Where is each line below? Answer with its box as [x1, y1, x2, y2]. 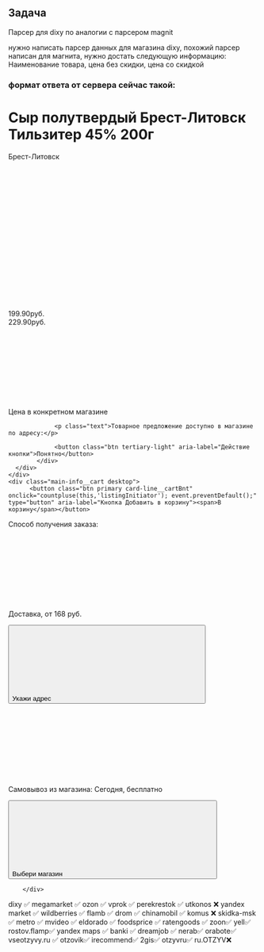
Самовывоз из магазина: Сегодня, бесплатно [8, 784, 163, 793]
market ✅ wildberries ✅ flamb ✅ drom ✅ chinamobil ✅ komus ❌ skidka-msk [8, 908, 256, 918]
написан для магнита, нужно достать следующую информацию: [8, 51, 227, 60]
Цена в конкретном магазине [8, 407, 109, 416]
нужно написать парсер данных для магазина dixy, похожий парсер [8, 43, 240, 52]
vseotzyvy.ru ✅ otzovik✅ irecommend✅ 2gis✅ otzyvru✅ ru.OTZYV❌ [8, 935, 232, 944]
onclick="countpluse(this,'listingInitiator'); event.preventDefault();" [8, 491, 258, 499]
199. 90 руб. [8, 308, 45, 318]
